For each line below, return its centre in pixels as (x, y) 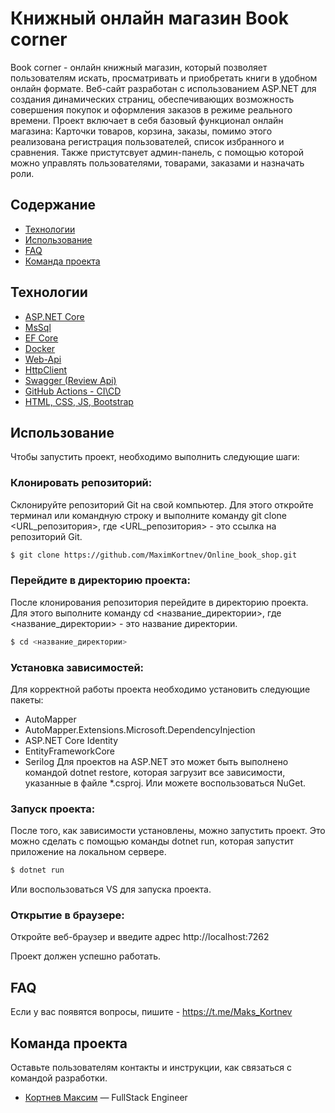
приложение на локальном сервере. (88, 852)
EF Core (41, 338)
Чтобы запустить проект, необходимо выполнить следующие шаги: (155, 457)
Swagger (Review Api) (70, 380)
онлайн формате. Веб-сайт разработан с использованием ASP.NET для (163, 88)
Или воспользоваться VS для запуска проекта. (111, 889)
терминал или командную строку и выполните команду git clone (148, 515)
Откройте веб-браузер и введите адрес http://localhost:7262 (140, 937)
